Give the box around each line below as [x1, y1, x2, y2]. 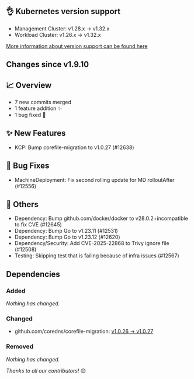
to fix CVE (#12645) [14, 221, 63, 228]
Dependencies [6, 269, 60, 279]
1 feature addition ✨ [14, 105, 63, 112]
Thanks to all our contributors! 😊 [6, 367, 86, 374]
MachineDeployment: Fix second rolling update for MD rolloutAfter [14, 176, 175, 183]
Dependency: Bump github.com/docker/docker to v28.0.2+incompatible [14, 215, 188, 222]
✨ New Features [6, 128, 66, 138]
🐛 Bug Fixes [6, 161, 50, 171]
